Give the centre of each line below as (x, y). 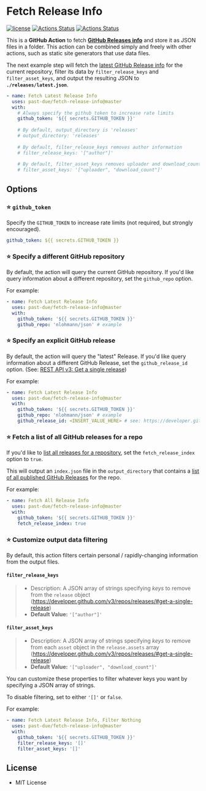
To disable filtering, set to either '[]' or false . (64, 697)
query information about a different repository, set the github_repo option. (100, 279)
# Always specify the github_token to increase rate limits (96, 113)
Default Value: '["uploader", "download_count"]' (94, 667)
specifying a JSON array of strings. (51, 686)
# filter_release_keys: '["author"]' (66, 153)
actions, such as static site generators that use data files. (78, 53)
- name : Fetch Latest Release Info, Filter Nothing (74, 720)
